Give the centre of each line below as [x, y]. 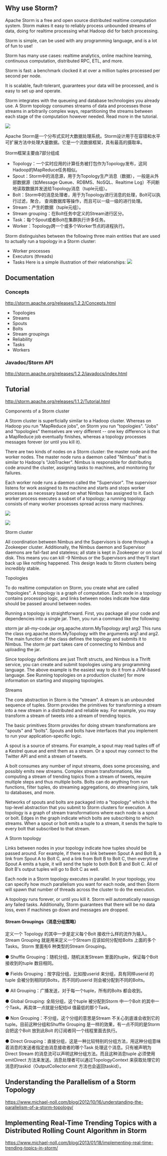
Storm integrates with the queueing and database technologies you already [83, 100]
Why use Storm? [32, 8]
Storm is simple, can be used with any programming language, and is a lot [81, 40]
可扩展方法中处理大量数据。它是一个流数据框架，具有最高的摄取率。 [75, 142]
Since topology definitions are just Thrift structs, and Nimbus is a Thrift [78, 659]
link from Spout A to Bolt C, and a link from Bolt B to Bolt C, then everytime [82, 858]
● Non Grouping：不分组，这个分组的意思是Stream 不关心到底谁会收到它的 [83, 1018]
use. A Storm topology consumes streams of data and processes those [78, 106]
